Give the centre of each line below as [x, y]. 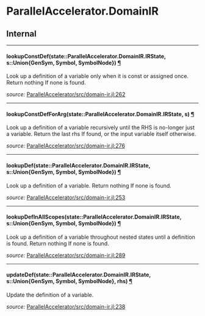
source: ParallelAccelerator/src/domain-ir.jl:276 [66, 146]
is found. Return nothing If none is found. [58, 243]
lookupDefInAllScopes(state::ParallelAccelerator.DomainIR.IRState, [94, 217]
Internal [21, 34]
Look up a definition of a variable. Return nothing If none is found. [89, 185]
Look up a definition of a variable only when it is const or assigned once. [98, 76]
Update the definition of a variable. [50, 295]
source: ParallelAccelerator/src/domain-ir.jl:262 [66, 94]
